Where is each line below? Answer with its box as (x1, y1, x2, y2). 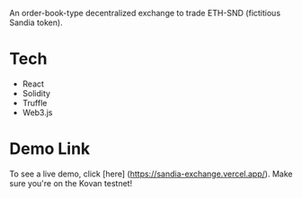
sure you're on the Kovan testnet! (9, 177, 133, 188)
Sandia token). (9, 17, 63, 28)
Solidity (22, 87, 51, 98)
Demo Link (9, 139, 91, 159)
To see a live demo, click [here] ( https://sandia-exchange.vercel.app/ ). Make (9, 168, 293, 179)
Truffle (22, 97, 48, 108)
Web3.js (22, 107, 53, 118)
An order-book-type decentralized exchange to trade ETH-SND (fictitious (9, 8, 281, 18)
